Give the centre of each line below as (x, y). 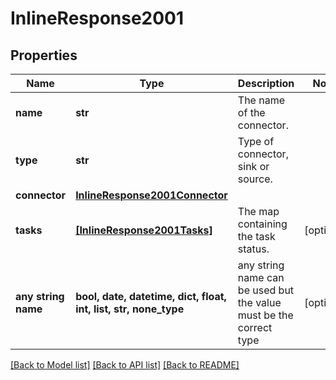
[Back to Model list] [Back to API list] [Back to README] (125, 365)
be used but (266, 290)
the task (256, 236)
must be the (265, 315)
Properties (44, 55)
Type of (256, 141)
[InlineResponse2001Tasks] (144, 230)
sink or (253, 166)
